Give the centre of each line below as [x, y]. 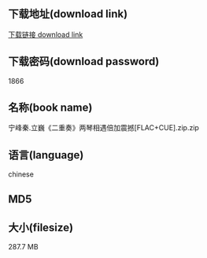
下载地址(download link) [68, 14]
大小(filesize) [41, 228]
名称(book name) [50, 108]
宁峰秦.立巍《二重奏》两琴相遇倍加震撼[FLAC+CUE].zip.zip [103, 128]
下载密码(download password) [84, 62]
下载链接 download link [46, 35]
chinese [21, 174]
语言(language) [46, 155]
